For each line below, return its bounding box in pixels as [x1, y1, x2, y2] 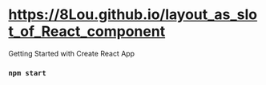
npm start [8, 68, 46, 77]
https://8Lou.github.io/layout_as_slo [8, 6, 258, 24]
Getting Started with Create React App [8, 48, 135, 58]
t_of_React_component [8, 22, 166, 41]
